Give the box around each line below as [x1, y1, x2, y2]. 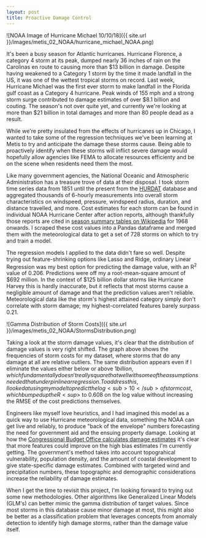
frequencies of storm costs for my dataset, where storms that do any [6, 352, 181, 359]
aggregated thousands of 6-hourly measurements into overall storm [6, 191, 178, 198]
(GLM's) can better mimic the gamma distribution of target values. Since [6, 500, 189, 507]
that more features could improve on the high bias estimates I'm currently [6, 442, 192, 450]
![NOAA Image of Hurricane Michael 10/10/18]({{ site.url [6, 31, 147, 39]
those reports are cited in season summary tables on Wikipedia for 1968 [6, 217, 188, 225]
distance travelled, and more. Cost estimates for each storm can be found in [6, 204, 199, 212]
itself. [6, 526, 20, 533]
